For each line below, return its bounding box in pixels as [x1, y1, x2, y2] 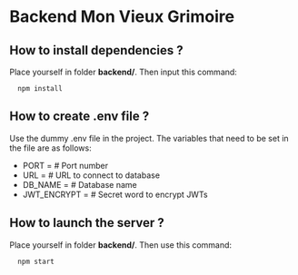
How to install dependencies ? [9, 43, 184, 58]
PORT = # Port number [22, 160, 109, 171]
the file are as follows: [9, 142, 93, 153]
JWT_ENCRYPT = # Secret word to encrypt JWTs [22, 189, 208, 200]
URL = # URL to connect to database [22, 170, 161, 181]
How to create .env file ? [9, 109, 150, 124]
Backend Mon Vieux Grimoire [9, 6, 234, 27]
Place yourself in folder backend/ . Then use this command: [9, 239, 233, 250]
